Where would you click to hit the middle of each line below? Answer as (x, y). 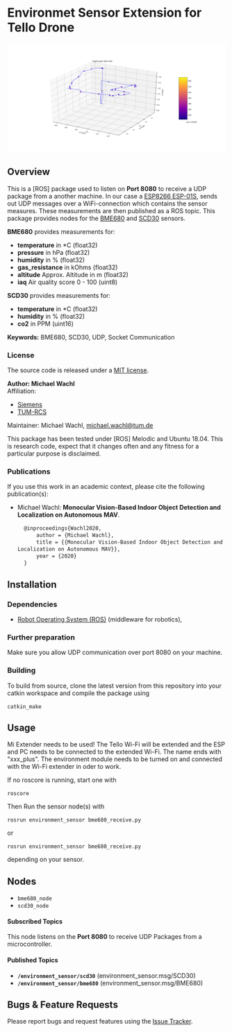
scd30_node (33, 906)
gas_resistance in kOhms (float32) (67, 267)
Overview (29, 172)
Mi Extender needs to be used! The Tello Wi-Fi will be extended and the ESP (116, 744)
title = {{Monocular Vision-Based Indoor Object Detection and (130, 542)
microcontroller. (30, 944)
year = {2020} (56, 556)
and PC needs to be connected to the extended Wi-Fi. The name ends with (114, 752)
